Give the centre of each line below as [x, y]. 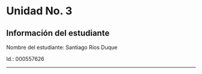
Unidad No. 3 [39, 11]
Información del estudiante [58, 33]
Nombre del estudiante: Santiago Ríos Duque [62, 47]
